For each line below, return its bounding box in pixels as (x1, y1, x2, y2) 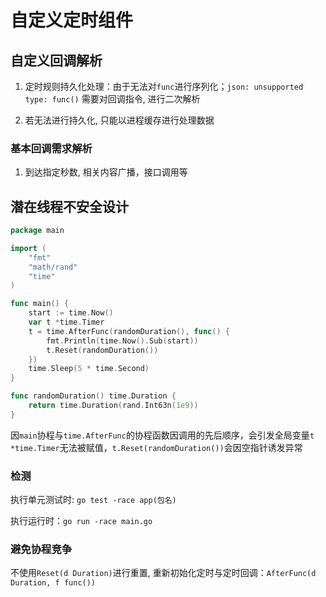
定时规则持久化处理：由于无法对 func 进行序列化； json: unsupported (24, 81, 304, 92)
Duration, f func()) (10, 578, 97, 588)
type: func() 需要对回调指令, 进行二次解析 (24, 93, 201, 105)
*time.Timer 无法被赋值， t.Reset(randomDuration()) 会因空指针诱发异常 (10, 441, 303, 453)
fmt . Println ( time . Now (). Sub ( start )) (46, 336, 199, 346)
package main (10, 226, 65, 236)
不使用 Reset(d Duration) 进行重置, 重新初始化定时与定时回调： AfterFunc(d (10, 567, 317, 579)
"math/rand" (28, 262, 78, 272)
